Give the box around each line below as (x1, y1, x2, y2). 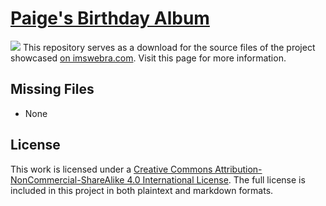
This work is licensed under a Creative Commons (10, 163, 213, 175)
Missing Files (10, 81, 95, 98)
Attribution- (214, 163, 263, 175)
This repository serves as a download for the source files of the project (22, 41, 316, 53)
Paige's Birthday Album (10, 7, 210, 30)
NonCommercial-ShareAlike (10, 173, 125, 186)
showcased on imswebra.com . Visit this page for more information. (10, 52, 287, 64)
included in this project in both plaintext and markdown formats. (10, 184, 274, 196)
